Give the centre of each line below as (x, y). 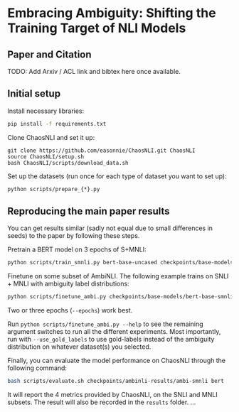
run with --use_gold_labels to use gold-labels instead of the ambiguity (111, 340)
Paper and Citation (49, 54)
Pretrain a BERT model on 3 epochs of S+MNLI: (77, 249)
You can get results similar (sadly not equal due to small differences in (110, 228)
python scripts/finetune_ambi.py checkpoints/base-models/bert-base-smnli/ (122, 297)
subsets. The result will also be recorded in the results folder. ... (102, 402)
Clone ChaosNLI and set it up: (51, 137)
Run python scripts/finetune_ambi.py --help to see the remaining (106, 324)
